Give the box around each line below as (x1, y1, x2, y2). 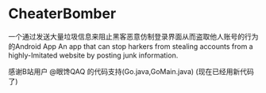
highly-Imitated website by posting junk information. (8, 50, 179, 60)
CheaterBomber (8, 5, 117, 23)
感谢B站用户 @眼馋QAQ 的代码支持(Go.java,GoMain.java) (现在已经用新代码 (8, 66, 254, 76)
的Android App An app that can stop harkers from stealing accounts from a (8, 41, 253, 51)
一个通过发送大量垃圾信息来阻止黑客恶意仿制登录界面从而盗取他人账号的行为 (8, 32, 259, 41)
